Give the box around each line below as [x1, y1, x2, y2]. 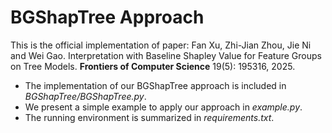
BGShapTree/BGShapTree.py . [24, 90, 147, 102]
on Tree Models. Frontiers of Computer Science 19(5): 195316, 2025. [10, 60, 296, 72]
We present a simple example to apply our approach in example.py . [24, 101, 303, 113]
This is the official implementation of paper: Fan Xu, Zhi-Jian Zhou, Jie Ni [10, 39, 312, 51]
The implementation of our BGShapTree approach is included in [24, 79, 287, 91]
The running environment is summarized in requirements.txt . [24, 111, 275, 123]
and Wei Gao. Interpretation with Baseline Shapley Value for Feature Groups [10, 49, 322, 61]
